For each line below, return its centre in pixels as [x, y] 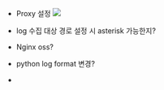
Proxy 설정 [33, 13]
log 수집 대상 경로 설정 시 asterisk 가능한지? [86, 31]
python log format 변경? [56, 64]
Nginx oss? [35, 47]
